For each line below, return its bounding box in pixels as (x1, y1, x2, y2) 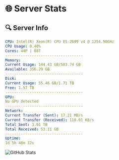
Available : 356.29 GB (5, 67, 50, 72)
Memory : (5, 57, 21, 62)
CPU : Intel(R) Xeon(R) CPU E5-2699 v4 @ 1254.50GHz (5, 39, 114, 44)
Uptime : (5, 136, 21, 141)
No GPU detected (5, 99, 39, 104)
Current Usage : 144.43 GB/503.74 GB (5, 62, 81, 67)
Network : (5, 108, 23, 113)
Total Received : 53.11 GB (5, 127, 59, 132)
